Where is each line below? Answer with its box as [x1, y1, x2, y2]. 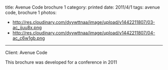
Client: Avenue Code [5, 49, 47, 55]
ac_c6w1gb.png [12, 35, 45, 41]
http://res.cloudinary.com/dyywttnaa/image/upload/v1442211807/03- [12, 19, 155, 25]
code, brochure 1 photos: [5, 9, 56, 15]
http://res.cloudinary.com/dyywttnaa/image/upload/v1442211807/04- [12, 30, 155, 35]
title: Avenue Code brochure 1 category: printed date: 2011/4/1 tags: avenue [5, 4, 160, 10]
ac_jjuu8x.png [12, 24, 42, 30]
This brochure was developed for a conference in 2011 [5, 59, 117, 65]
